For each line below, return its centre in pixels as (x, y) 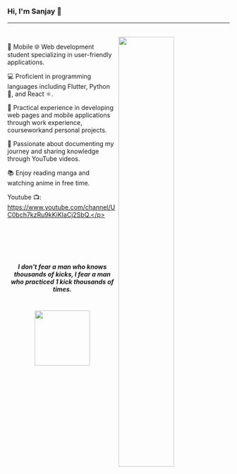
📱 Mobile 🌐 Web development (51, 47)
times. (62, 289)
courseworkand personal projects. (57, 130)
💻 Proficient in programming (49, 76)
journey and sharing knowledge (53, 152)
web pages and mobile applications (59, 115)
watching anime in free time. (49, 183)
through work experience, (45, 123)
